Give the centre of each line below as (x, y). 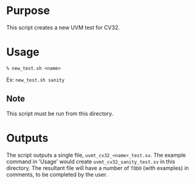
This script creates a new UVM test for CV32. (63, 27)
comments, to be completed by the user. (57, 174)
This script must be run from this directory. (60, 113)
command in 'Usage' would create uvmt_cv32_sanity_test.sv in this (91, 161)
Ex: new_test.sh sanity (36, 79)
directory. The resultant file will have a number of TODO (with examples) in (98, 168)
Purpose (28, 11)
